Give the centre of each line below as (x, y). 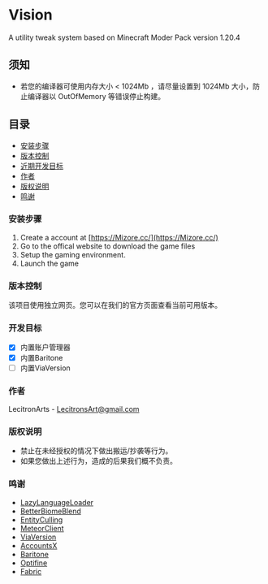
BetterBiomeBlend (50, 511)
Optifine (34, 563)
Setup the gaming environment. (73, 254)
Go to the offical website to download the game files (108, 246)
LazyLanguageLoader (57, 502)
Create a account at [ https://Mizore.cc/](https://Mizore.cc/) (119, 237)
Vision (30, 15)
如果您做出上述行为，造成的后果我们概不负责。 (98, 461)
